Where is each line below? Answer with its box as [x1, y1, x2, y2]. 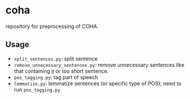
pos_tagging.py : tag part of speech [13, 73, 98, 80]
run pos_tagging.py [13, 86, 61, 93]
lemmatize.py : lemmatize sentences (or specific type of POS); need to [13, 80, 182, 87]
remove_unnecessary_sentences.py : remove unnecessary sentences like [13, 61, 185, 68]
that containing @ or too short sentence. [13, 68, 109, 75]
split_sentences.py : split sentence [13, 55, 98, 62]
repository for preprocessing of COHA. [5, 23, 98, 30]
